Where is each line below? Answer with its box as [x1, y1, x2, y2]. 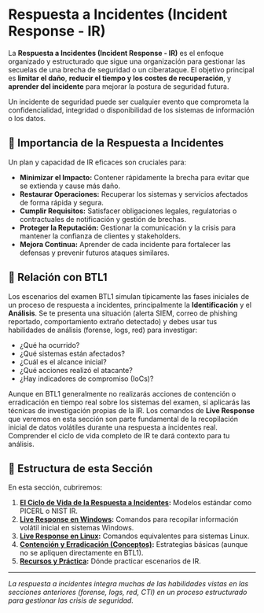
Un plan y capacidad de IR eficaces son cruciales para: [8, 157, 187, 167]
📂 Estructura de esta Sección [8, 462, 153, 475]
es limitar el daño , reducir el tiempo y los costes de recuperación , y [8, 73, 232, 83]
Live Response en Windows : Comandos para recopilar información [19, 515, 239, 524]
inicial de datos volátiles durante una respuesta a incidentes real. [8, 423, 218, 432]
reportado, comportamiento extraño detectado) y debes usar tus [8, 316, 218, 326]
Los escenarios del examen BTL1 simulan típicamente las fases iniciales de [8, 291, 250, 301]
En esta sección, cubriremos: [8, 482, 103, 493]
